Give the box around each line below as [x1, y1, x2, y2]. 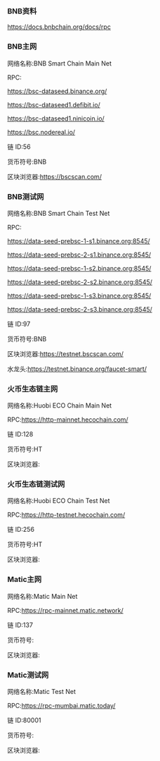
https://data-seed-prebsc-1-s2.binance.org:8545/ [7, 264, 152, 272]
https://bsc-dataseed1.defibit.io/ [7, 100, 100, 109]
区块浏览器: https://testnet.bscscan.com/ [7, 349, 124, 358]
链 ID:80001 [7, 716, 41, 724]
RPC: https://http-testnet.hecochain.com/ [7, 511, 126, 519]
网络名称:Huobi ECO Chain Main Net [7, 401, 112, 410]
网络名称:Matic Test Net [7, 688, 76, 696]
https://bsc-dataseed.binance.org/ [7, 87, 107, 95]
